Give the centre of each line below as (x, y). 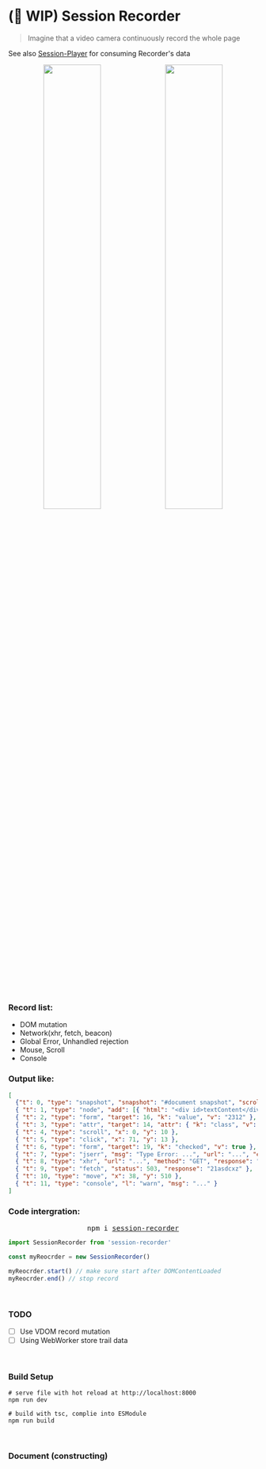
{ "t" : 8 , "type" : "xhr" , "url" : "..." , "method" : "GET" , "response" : (134, 1162)
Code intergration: (44, 1211)
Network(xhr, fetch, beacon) (66, 1033)
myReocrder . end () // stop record (63, 1278)
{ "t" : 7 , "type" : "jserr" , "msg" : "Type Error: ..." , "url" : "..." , (133, 1154)
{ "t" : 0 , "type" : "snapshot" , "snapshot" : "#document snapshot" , (125, 1103)
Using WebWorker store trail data (74, 1340)
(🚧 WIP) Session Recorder (94, 16)
